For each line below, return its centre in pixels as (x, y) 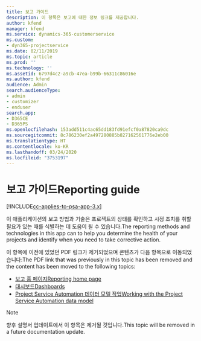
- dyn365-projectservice (37, 46)
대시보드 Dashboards (40, 287)
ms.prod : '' (21, 62)
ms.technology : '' (29, 68)
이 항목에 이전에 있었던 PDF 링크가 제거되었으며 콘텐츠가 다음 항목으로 (89, 252)
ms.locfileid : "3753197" (37, 158)
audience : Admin (27, 85)
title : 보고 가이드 (27, 12)
